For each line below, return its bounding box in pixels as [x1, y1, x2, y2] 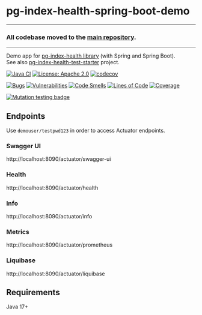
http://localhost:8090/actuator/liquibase [6, 270, 105, 277]
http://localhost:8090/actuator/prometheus [6, 241, 113, 248]
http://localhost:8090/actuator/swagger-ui [6, 155, 111, 163]
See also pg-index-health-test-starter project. [6, 59, 120, 66]
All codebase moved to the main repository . [6, 33, 136, 41]
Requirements [6, 287, 60, 298]
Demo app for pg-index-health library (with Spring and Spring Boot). [6, 52, 176, 59]
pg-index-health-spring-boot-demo [6, 4, 191, 18]
